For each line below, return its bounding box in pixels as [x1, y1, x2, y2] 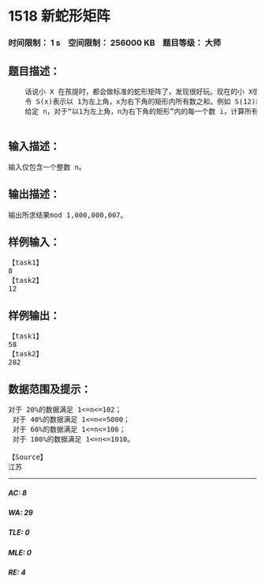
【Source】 [8, 452, 47, 461]
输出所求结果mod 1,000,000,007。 [8, 210, 128, 220]
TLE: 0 [8, 528, 30, 537]
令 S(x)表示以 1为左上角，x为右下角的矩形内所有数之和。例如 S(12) [24, 96, 256, 106]
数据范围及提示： [8, 382, 91, 396]
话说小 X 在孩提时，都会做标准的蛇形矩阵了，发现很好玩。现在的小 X [24, 87, 253, 96]
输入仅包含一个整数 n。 [8, 163, 86, 171]
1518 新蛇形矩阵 [8, 7, 110, 25]
